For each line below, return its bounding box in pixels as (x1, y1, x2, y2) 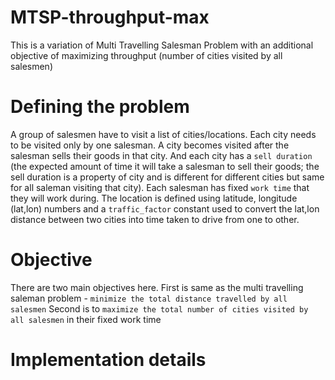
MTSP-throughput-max (10, 6, 210, 29)
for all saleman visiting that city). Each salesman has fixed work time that (10, 181, 310, 193)
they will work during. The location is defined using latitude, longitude (10, 192, 298, 204)
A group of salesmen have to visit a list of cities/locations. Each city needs (10, 128, 317, 140)
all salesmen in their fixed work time (10, 313, 162, 325)
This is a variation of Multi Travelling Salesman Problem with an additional (10, 39, 314, 51)
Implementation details (10, 349, 207, 371)
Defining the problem (10, 96, 190, 118)
